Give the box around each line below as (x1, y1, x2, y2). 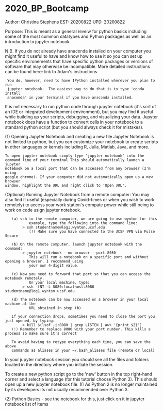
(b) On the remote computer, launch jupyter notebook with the (11, 242, 142, 247)
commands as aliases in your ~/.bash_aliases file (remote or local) (11, 348, 155, 353)
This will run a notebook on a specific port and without (29, 254, 149, 260)
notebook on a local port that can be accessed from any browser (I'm (5, 166, 151, 171)
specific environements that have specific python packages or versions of (5, 58, 153, 64)
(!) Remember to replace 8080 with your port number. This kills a (11, 327, 151, 331)
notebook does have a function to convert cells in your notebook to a (5, 119, 143, 125)
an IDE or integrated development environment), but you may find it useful (5, 109, 153, 115)
